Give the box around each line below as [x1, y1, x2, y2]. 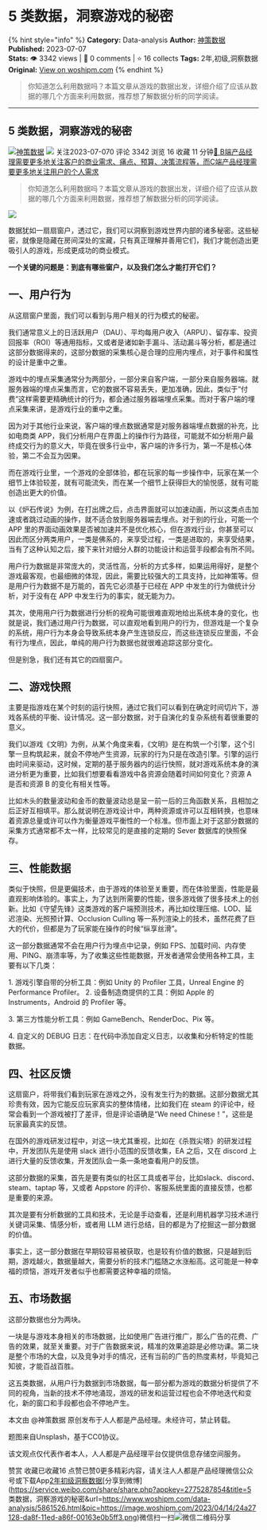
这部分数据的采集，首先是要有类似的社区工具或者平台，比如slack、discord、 [8, 1173, 259, 1182]
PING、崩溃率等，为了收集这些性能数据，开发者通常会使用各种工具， [21, 951, 248, 960]
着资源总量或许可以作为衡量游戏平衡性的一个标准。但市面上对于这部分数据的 [8, 816, 259, 826]
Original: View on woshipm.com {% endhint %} [8, 64, 164, 74]
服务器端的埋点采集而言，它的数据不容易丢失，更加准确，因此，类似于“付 [8, 383, 249, 394]
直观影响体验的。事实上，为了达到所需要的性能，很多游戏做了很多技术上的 [8, 894, 252, 904]
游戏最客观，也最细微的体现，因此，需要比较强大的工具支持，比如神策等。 [8, 570, 252, 581]
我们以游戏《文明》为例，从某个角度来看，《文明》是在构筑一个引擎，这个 [8, 739, 249, 749]
